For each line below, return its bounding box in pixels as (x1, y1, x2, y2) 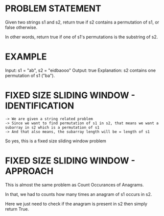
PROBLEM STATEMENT (5, 3, 101, 14)
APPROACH (5, 165, 54, 177)
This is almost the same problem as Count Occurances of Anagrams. (5, 182, 144, 188)
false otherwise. (5, 24, 38, 30)
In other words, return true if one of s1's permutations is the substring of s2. (5, 34, 158, 40)
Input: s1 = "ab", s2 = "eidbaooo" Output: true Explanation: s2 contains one (5, 67, 156, 73)
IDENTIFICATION (5, 100, 74, 111)
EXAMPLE (5, 51, 47, 62)
